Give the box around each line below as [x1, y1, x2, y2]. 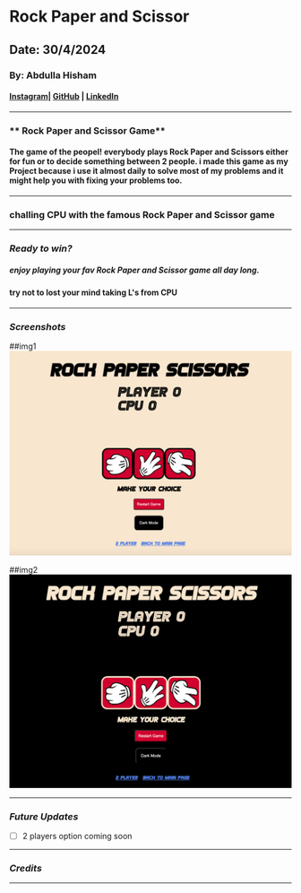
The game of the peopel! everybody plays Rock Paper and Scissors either [9, 146, 288, 158]
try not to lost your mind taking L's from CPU [9, 287, 177, 298]
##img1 [9, 341, 37, 351]
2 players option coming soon [21, 830, 133, 841]
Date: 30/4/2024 [9, 42, 107, 57]
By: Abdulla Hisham [9, 69, 97, 82]
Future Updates [9, 810, 79, 822]
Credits [9, 862, 42, 874]
